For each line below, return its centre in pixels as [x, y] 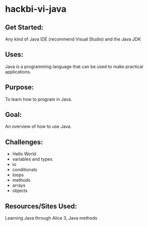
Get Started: [24, 27]
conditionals [25, 170]
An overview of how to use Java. [38, 126]
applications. [18, 72]
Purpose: [19, 87]
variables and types [32, 159]
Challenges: [24, 142]
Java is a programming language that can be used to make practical [74, 66]
